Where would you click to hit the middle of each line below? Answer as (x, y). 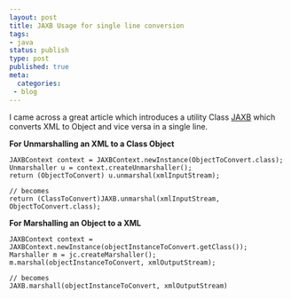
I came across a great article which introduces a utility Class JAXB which (142, 117)
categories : (39, 83)
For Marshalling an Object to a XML (75, 223)
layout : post (33, 17)
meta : (19, 75)
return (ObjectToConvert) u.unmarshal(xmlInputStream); (114, 175)
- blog (25, 91)
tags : (19, 34)
